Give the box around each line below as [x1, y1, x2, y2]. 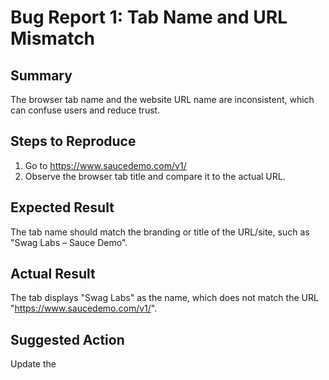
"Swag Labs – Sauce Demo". [10, 236, 128, 248]
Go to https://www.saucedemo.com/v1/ [24, 159, 187, 171]
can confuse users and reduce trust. [10, 104, 161, 116]
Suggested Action [10, 331, 125, 348]
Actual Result [10, 266, 96, 283]
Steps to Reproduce [10, 133, 137, 150]
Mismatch [10, 27, 96, 50]
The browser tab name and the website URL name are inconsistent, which [10, 94, 315, 105]
